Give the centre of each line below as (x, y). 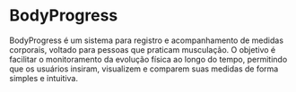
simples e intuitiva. (44, 78)
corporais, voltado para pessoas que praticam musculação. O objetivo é (143, 49)
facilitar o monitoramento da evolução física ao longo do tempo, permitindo (148, 59)
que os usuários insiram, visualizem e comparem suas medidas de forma (144, 69)
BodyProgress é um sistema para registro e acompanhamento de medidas (147, 40)
